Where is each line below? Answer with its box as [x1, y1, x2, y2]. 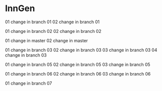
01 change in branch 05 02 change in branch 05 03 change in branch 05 [5, 61, 151, 67]
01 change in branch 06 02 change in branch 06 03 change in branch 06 [5, 71, 151, 76]
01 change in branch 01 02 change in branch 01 [5, 19, 100, 25]
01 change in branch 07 [5, 80, 52, 86]
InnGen [5, 3, 35, 14]
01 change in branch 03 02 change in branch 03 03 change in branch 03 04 [5, 47, 157, 53]
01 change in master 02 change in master [5, 37, 88, 44]
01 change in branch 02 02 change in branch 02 [5, 28, 102, 34]
